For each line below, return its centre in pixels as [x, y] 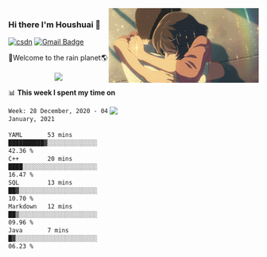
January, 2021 [32, 119]
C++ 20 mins [41, 159]
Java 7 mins [39, 231]
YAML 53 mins [41, 135]
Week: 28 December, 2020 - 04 [58, 111]
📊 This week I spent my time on [62, 93]
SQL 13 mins [41, 183]
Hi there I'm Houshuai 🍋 [54, 25]
